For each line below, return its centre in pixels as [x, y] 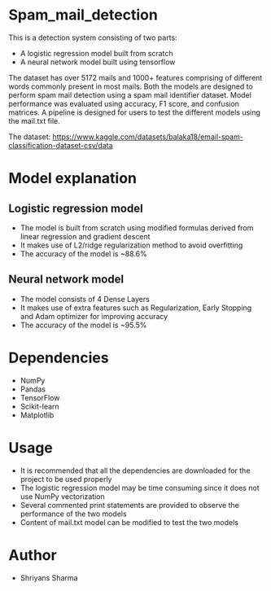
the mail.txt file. [35, 120]
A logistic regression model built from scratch [96, 53]
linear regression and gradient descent [85, 236]
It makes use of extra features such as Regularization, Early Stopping [136, 308]
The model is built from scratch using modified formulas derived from [137, 228]
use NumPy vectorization [63, 496]
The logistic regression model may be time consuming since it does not [140, 488]
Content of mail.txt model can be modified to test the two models [129, 522]
